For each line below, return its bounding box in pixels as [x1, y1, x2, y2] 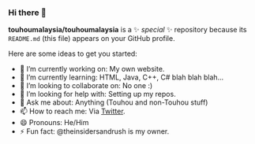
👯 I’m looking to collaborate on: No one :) [19, 81, 153, 90]
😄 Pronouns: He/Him [19, 118, 89, 127]
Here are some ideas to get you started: [8, 49, 138, 58]
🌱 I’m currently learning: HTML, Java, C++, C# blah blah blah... [19, 72, 224, 82]
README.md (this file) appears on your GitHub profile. [8, 34, 175, 43]
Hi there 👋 [8, 7, 47, 18]
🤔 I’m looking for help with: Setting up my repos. [19, 90, 176, 99]
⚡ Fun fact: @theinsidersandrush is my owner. [19, 127, 170, 136]
